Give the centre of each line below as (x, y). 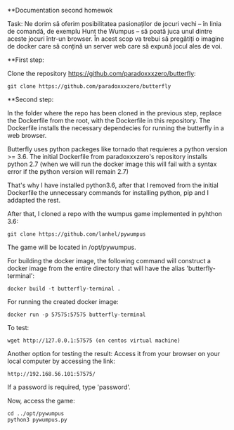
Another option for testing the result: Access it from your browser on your (114, 354)
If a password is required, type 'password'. (69, 387)
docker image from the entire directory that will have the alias (96, 268)
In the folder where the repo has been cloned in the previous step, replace (115, 113)
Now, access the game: (41, 401)
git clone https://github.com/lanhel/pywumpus (77, 234)
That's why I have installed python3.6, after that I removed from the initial (113, 185)
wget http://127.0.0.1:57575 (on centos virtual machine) (94, 341)
